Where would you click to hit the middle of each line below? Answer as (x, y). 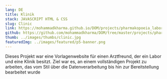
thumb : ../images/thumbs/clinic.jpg (43, 38)
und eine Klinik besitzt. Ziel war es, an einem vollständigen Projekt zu (76, 61)
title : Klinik (20, 14)
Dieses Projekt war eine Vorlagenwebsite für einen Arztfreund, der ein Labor (83, 56)
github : (13, 33)
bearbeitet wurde (23, 72)
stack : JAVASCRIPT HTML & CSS (37, 19)
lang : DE (14, 10)
